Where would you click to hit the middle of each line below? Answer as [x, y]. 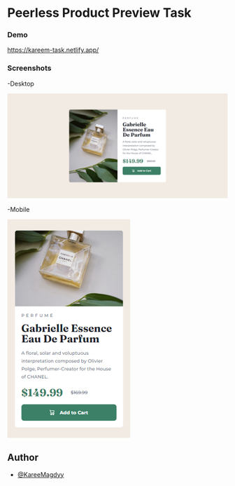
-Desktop [21, 83]
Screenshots [29, 68]
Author [23, 458]
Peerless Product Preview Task [99, 13]
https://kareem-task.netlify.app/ [53, 50]
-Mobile [19, 209]
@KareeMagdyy [41, 474]
